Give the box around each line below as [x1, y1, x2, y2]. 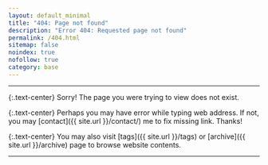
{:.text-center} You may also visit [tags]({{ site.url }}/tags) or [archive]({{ [8, 132, 246, 141]
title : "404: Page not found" [8, 19, 109, 27]
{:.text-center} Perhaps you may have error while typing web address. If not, [8, 108, 259, 117]
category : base [8, 63, 59, 71]
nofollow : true [8, 56, 59, 64]
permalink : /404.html [8, 33, 81, 42]
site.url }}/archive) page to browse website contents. [8, 140, 182, 149]
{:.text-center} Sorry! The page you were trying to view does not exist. [8, 92, 239, 102]
